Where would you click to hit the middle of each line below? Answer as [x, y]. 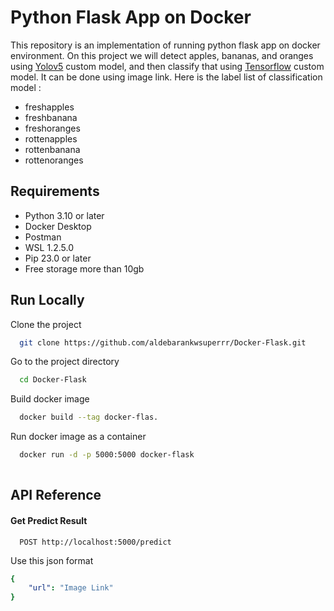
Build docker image [50, 399]
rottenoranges [54, 160]
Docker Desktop [58, 226]
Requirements [55, 191]
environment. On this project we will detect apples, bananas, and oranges [162, 55]
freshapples [49, 107]
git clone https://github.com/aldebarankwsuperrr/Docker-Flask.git [163, 342]
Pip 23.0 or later [58, 258]
